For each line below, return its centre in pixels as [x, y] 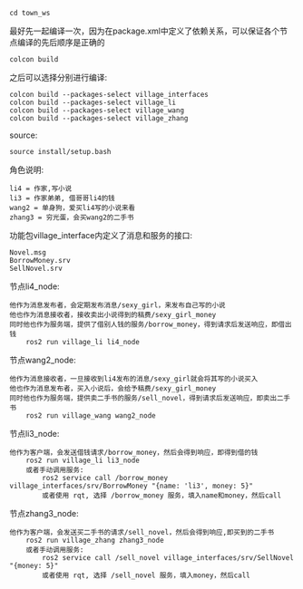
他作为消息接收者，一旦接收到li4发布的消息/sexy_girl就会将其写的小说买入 [134, 379]
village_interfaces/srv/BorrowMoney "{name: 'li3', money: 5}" [132, 486]
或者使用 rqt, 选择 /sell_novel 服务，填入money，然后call [147, 575]
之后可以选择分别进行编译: [59, 77]
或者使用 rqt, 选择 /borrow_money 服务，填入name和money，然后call [162, 496]
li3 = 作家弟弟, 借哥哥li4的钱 [62, 198]
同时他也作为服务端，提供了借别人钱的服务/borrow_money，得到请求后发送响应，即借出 [151, 324]
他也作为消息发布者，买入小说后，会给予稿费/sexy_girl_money [113, 389]
